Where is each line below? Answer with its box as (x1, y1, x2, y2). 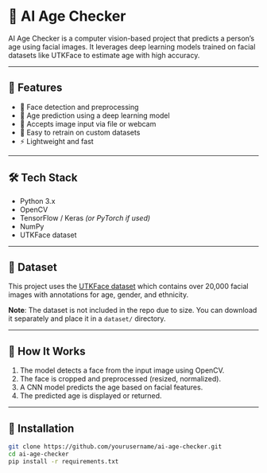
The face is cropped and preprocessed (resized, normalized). (19, 374, 221, 384)
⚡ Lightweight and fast (19, 136, 94, 146)
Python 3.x (19, 196, 56, 205)
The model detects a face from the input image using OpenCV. (19, 365, 225, 375)
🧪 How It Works (8, 344, 86, 358)
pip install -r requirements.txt (8, 457, 119, 465)
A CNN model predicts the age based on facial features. (19, 382, 203, 393)
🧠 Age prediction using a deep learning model (19, 111, 170, 120)
